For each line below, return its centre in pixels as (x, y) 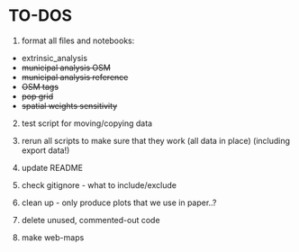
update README (52, 167)
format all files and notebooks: (78, 40)
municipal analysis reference (75, 76)
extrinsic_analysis (54, 58)
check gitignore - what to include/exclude (99, 184)
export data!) (45, 150)
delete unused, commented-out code (91, 220)
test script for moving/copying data (87, 123)
